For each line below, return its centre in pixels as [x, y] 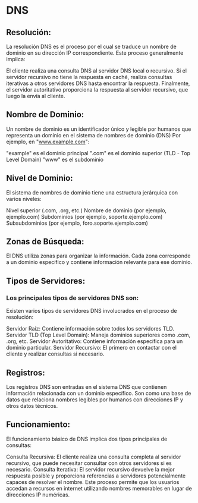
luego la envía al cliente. [36, 96]
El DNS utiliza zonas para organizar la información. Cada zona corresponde [98, 256]
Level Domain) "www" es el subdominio [55, 159]
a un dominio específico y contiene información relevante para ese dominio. [99, 262]
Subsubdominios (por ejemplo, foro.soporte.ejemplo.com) [77, 223]
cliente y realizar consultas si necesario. [55, 354]
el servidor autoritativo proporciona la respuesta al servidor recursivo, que [97, 89]
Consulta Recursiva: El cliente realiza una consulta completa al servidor [94, 457]
